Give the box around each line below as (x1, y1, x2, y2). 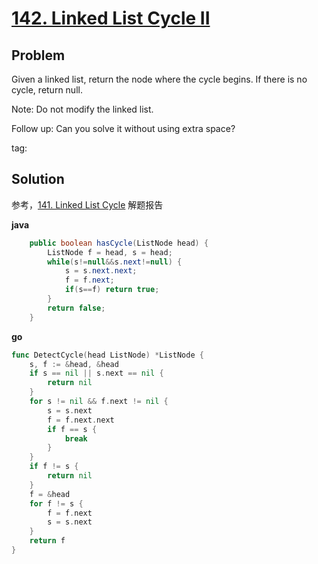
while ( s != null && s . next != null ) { (47, 257, 183, 267)
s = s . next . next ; (64, 266, 138, 276)
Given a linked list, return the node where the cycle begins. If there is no (11, 73, 308, 85)
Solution (11, 171, 65, 188)
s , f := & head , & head (29, 359, 119, 369)
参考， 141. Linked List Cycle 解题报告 (11, 198, 164, 211)
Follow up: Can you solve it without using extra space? (11, 123, 236, 134)
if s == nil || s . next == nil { (29, 368, 164, 379)
